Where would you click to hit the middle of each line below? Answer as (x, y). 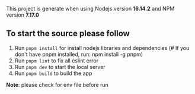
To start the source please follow (68, 34)
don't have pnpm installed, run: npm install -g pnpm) (79, 54)
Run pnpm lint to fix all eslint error (57, 60)
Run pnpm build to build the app (53, 73)
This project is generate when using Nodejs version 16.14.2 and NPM (90, 9)
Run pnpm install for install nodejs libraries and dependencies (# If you (102, 48)
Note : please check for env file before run (57, 84)
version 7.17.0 (23, 15)
